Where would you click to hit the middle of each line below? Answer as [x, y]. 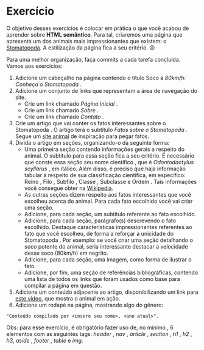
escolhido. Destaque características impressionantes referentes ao [108, 227]
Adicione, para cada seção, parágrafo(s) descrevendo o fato [100, 221]
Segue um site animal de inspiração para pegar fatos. [82, 136]
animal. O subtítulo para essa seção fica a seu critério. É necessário [109, 155]
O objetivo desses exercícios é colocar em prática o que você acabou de [98, 28]
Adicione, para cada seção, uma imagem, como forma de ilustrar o [108, 259]
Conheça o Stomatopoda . [48, 84]
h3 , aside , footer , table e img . [45, 340]
